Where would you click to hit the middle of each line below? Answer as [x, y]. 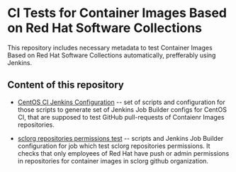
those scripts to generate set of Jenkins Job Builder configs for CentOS [122, 109]
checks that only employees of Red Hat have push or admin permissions [123, 153]
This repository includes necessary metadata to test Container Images [110, 47]
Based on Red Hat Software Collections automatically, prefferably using [112, 55]
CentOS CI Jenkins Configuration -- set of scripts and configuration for [121, 102]
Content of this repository [66, 85]
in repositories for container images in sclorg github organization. [113, 161]
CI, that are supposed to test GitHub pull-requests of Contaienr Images [121, 117]
